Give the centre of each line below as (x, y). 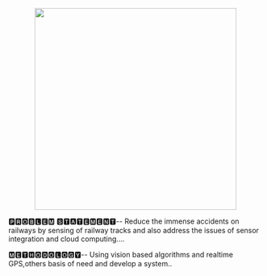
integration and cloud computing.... (67, 239)
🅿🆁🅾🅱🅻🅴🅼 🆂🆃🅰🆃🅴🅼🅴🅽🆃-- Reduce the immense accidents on (124, 221)
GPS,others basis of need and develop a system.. (90, 263)
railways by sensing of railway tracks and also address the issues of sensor (134, 230)
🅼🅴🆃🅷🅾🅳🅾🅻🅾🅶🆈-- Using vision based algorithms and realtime (121, 255)
